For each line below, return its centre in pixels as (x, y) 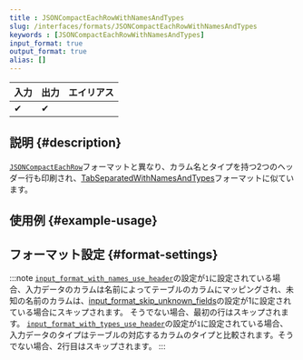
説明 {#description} (66, 143)
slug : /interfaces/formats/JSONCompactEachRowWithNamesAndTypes (133, 26)
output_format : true (49, 52)
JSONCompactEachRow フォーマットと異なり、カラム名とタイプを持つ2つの (144, 166)
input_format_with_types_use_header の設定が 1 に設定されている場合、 (157, 324)
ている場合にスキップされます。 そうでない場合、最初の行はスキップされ (145, 312)
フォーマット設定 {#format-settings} (114, 254)
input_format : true (46, 43)
